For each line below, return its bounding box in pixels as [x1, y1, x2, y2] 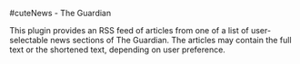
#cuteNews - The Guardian [9, 8, 112, 18]
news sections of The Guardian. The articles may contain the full [49, 35, 293, 45]
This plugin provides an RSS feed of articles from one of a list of [9, 25, 249, 35]
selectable [9, 35, 48, 45]
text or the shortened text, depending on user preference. [9, 44, 225, 55]
